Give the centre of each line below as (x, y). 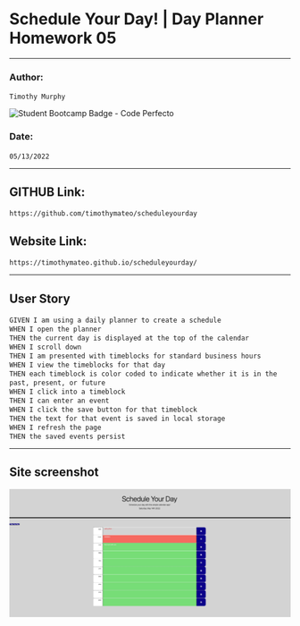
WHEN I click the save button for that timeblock (104, 410)
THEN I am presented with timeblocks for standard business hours (135, 356)
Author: (26, 77)
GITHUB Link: (47, 192)
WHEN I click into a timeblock (67, 392)
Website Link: (48, 241)
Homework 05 (63, 38)
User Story (40, 298)
